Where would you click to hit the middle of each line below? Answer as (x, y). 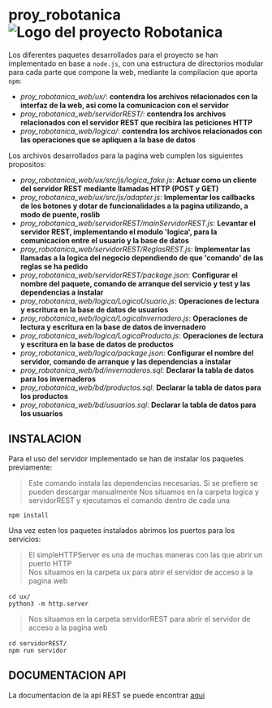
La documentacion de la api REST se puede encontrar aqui (107, 695)
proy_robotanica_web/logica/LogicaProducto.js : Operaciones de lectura (142, 335)
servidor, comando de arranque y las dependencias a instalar (125, 361)
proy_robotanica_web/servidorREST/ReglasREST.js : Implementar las (135, 249)
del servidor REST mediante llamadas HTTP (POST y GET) (119, 188)
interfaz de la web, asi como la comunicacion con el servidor (125, 105)
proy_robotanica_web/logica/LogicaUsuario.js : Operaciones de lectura (140, 301)
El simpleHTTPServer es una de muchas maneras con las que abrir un (145, 554)
